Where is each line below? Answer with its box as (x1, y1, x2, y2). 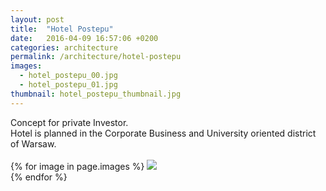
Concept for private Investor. (10, 116, 129, 128)
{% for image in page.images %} (10, 160, 145, 172)
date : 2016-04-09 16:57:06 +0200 (10, 33, 159, 43)
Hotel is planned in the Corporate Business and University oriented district (10, 127, 317, 139)
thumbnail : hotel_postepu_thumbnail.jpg (10, 89, 182, 99)
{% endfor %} (10, 171, 68, 183)
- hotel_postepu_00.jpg (19, 71, 118, 81)
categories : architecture (10, 42, 118, 53)
